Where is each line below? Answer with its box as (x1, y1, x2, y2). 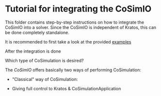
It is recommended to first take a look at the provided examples (5, 39, 131, 44)
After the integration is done (5, 48, 61, 54)
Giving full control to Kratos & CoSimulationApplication (12, 85, 121, 91)
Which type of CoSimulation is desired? (5, 57, 84, 63)
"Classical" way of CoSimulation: (12, 76, 78, 82)
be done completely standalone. (5, 29, 69, 35)
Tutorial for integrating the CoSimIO (5, 3, 152, 14)
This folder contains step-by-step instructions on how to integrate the (5, 19, 145, 25)
